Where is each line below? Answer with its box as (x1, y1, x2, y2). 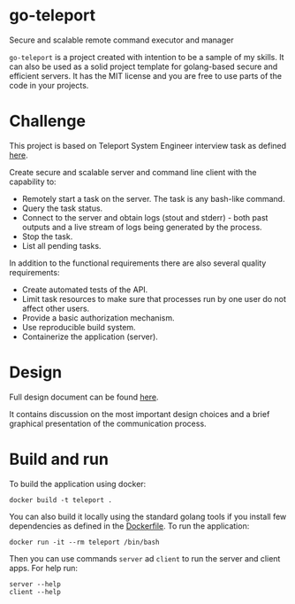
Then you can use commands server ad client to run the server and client (9, 553, 281, 563)
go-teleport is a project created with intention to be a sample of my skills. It (9, 51, 284, 62)
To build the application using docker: (9, 478, 147, 489)
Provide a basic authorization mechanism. (21, 312, 175, 323)
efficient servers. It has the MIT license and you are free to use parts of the (9, 70, 283, 81)
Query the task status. (21, 203, 103, 213)
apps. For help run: (9, 562, 78, 573)
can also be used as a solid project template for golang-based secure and (9, 61, 278, 72)
